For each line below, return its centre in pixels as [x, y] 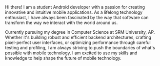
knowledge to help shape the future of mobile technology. [63, 58]
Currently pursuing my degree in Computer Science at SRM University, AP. [80, 32]
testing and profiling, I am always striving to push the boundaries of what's [80, 48]
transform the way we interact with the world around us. [61, 22]
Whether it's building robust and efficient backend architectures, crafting [78, 37]
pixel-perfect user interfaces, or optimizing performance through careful [78, 43]
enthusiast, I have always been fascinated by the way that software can [77, 17]
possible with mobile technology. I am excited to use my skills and [71, 53]
